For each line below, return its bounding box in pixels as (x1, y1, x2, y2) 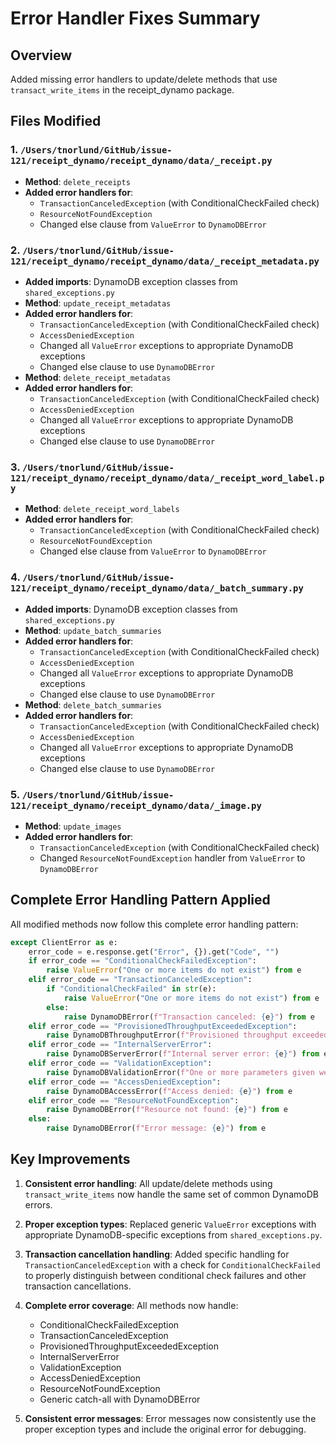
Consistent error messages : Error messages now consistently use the (24, 1412, 317, 1424)
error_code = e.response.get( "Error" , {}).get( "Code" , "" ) (28, 947, 280, 957)
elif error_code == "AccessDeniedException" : (28, 1077, 222, 1087)
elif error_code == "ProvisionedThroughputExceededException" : (28, 1021, 298, 1031)
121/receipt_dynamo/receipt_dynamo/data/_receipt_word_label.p (10, 472, 325, 484)
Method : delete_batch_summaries (24, 698, 162, 711)
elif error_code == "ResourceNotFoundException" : (28, 1095, 240, 1106)
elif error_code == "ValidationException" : (28, 1058, 213, 1069)
